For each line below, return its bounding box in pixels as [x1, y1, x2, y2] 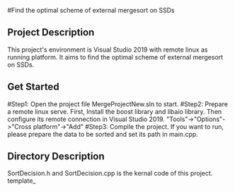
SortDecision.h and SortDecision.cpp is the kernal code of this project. [7, 169, 213, 178]
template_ [7, 176, 36, 185]
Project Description [7, 26, 95, 38]
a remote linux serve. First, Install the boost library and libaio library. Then [7, 107, 222, 115]
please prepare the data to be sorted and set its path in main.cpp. [7, 130, 198, 138]
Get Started [7, 81, 59, 93]
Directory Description [7, 150, 105, 162]
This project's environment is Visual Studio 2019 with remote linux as [7, 45, 208, 54]
